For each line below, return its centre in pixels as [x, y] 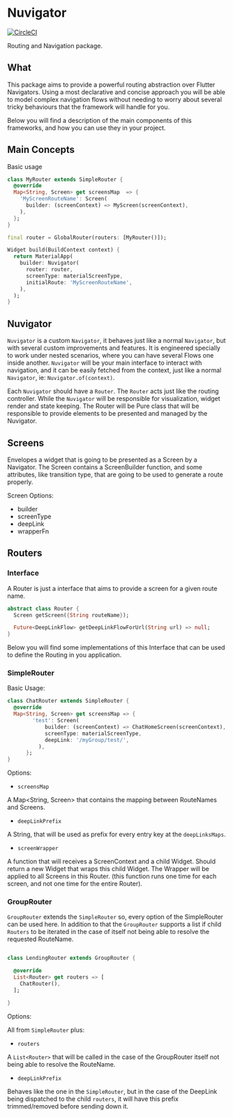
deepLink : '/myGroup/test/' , [87, 740]
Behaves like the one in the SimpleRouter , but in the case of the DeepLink [112, 1091]
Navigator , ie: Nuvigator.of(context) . [61, 378]
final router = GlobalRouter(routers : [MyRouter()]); [87, 238]
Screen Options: [30, 495]
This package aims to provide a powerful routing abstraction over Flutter [111, 85]
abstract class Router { [43, 608]
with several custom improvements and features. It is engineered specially [114, 348]
